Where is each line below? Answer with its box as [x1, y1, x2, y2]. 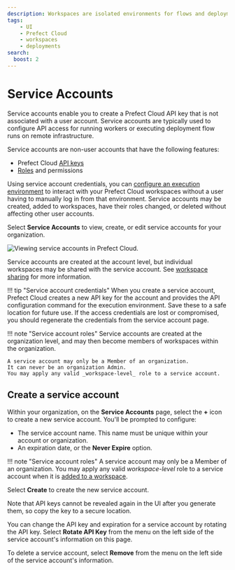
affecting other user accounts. [7, 209, 94, 218]
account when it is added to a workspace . [7, 472, 128, 480]
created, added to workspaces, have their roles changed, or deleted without [7, 202, 227, 210]
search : [7, 50, 30, 57]
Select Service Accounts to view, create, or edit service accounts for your [7, 223, 222, 231]
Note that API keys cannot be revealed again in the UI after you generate [7, 499, 216, 508]
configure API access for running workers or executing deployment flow [7, 124, 215, 132]
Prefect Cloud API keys [17, 158, 85, 167]
